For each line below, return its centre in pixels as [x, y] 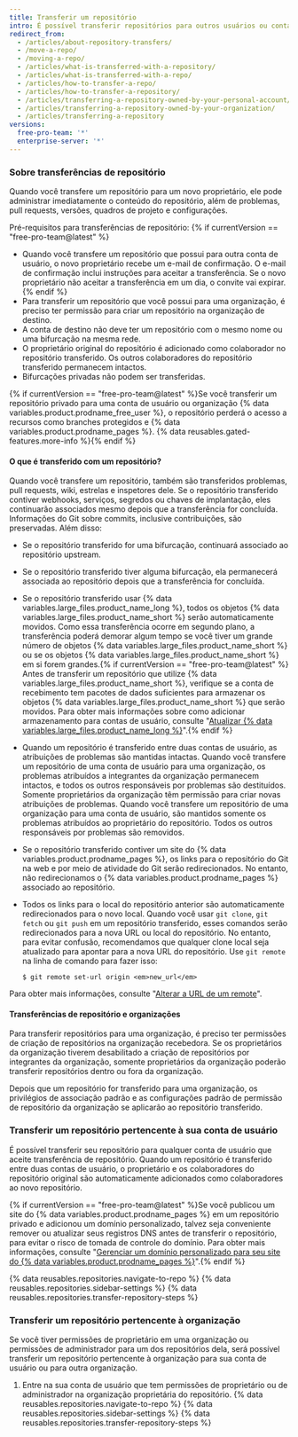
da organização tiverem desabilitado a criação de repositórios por [129, 1053]
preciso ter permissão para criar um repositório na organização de [143, 310]
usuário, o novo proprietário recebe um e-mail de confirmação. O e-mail [154, 263]
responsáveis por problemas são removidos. [103, 832]
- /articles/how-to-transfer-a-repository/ [98, 91]
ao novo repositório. [46, 1187]
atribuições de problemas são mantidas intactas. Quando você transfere [154, 757]
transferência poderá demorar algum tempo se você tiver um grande [147, 636]
